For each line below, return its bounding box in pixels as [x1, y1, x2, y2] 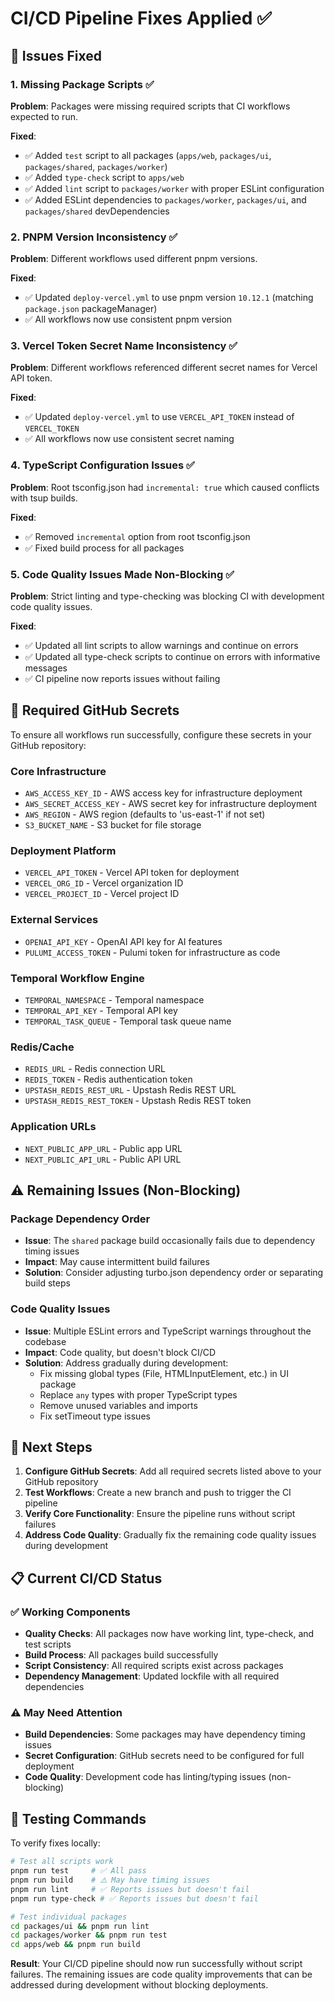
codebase [24, 1335, 67, 1347]
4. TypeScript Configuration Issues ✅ [10, 458, 195, 472]
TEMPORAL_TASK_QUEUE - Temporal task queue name [24, 1015, 232, 1027]
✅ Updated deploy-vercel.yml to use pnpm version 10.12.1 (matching [24, 292, 314, 304]
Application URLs [10, 1120, 97, 1134]
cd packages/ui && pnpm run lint [10, 1921, 150, 1931]
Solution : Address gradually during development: [24, 1357, 229, 1369]
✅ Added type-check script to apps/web [24, 171, 185, 183]
